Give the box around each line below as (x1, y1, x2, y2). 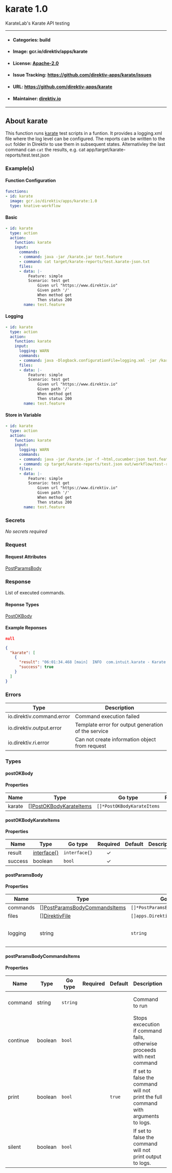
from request (75, 742, 106, 749)
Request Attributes (5, 554, 47, 560)
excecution (133, 1021, 160, 1028)
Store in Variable (5, 412, 41, 418)
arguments (133, 1112, 160, 1120)
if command (133, 1027, 162, 1034)
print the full (133, 1093, 162, 1100)
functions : (5, 189, 29, 194)
